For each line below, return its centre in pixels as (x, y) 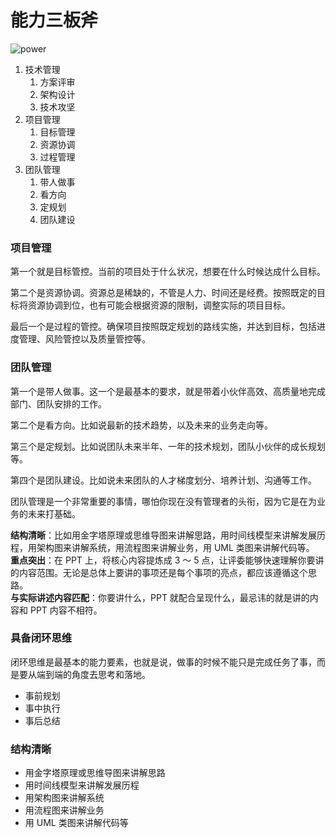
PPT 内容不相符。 (66, 610)
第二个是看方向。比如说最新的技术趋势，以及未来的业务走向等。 (141, 425)
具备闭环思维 (41, 638)
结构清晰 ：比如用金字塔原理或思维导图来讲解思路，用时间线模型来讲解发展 (163, 535)
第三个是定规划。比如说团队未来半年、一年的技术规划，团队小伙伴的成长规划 (168, 446)
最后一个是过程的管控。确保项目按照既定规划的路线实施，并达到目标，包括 (163, 327)
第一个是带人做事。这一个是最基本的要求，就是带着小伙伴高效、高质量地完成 (168, 391)
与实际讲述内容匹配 (50, 597)
